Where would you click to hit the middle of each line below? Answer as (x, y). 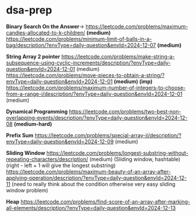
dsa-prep (29, 10)
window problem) (27, 190)
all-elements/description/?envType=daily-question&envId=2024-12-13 (91, 208)
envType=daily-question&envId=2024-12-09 (60, 141)
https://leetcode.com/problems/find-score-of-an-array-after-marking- (105, 201)
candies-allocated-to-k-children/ (46, 32)
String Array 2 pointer (33, 56)
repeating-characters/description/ (47, 159)
